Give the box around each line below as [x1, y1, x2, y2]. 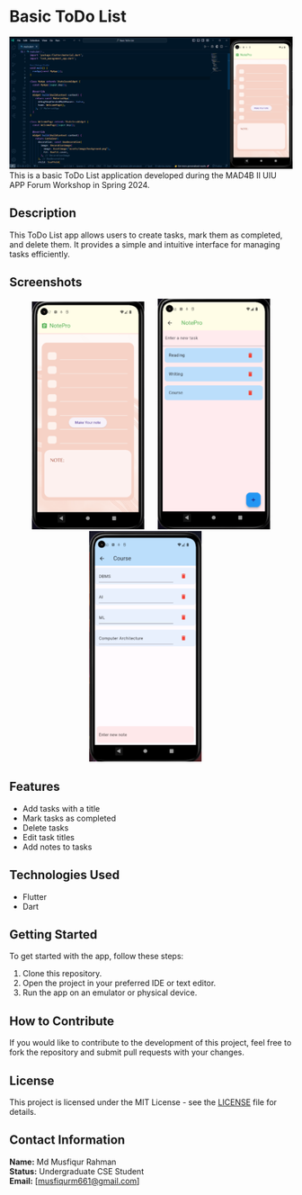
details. [9, 1107, 37, 1118]
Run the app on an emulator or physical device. [22, 987, 198, 998]
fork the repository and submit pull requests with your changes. [9, 1047, 245, 1058]
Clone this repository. [22, 968, 102, 979]
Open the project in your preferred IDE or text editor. [22, 978, 217, 989]
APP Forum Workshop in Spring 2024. [9, 179, 150, 190]
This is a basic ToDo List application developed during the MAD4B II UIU [9, 169, 277, 181]
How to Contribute [9, 1013, 115, 1029]
